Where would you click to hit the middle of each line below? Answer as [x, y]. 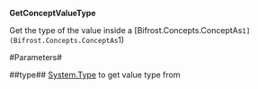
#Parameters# [36, 57]
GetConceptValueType [53, 13]
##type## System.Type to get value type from [95, 75]
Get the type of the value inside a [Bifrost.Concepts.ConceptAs [126, 30]
